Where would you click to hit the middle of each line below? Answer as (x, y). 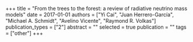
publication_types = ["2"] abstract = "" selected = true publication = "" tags (96, 27)
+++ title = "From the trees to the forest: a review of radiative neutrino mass (96, 8)
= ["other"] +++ (24, 33)
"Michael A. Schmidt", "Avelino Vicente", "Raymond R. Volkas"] (81, 21)
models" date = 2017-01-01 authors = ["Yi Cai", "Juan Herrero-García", (90, 15)
